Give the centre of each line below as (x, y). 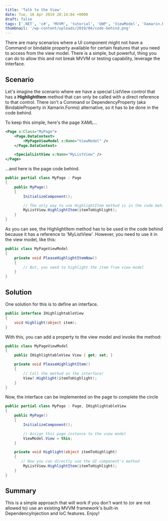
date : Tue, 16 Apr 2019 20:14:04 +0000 (47, 14)
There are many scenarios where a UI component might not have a (74, 42)
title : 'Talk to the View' (33, 10)
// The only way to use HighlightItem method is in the (82, 205)
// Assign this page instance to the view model (75, 434)
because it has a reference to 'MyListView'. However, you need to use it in (81, 234)
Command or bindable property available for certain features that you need (82, 48)
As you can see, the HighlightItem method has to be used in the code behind (84, 229)
